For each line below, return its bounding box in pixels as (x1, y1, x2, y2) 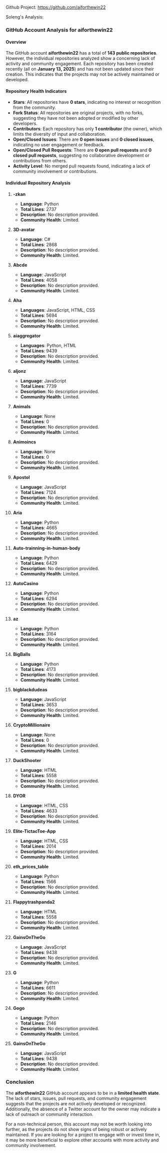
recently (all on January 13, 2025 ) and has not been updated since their (5, 66, 154, 72)
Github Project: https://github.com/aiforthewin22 (5, 5, 106, 10)
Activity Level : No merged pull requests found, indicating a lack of (12, 163, 150, 169)
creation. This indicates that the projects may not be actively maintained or (5, 71, 159, 77)
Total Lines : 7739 (20, 383, 57, 389)
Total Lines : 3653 (20, 702, 57, 708)
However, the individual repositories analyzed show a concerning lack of (5, 55, 155, 62)
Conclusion (5, 1078, 34, 1085)
